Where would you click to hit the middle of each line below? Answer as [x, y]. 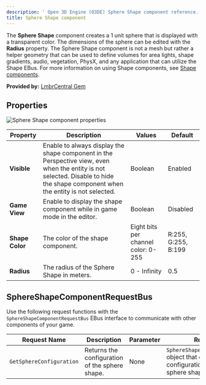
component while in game [80, 209]
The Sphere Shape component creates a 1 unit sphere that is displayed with [102, 35]
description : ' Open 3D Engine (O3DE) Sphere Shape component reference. [103, 12]
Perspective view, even [76, 161]
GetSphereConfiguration [44, 362]
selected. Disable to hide [78, 177]
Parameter [145, 340]
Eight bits [144, 227]
